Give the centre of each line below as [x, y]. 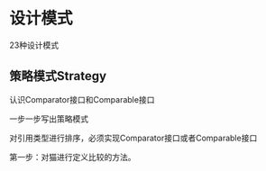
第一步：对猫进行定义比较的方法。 [73, 157]
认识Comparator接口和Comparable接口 [82, 99]
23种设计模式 [34, 45]
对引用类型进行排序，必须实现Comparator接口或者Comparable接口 [133, 138]
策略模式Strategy [58, 76]
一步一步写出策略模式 [49, 119]
